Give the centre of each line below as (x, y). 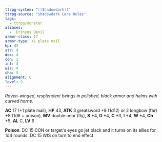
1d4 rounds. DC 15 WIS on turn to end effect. (50, 135)
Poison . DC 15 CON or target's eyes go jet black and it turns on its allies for (81, 130)
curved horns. (19, 101)
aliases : (14, 28)
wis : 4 (12, 69)
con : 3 (12, 59)
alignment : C (18, 77)
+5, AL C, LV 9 (20, 121)
